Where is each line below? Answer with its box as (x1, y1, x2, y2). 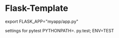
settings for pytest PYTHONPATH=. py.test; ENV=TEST (5, 28, 115, 33)
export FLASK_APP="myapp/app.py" (5, 19, 79, 24)
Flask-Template (5, 3, 69, 14)
